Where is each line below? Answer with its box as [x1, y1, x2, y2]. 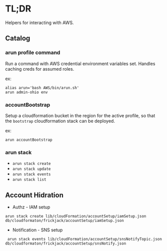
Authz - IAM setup [12, 204, 50, 210]
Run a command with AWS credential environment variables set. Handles [5, 61, 155, 67]
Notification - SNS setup [12, 227, 63, 233]
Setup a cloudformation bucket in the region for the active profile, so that [5, 112, 155, 118]
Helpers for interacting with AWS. [5, 20, 74, 26]
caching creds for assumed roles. [5, 66, 74, 72]
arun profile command [5, 49, 60, 56]
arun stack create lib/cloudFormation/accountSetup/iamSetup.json [5, 214, 146, 219]
